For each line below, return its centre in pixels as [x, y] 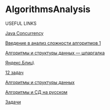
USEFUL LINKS [21, 23]
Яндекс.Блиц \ [20, 62]
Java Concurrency [24, 33]
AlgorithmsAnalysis [48, 9]
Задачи [13, 102]
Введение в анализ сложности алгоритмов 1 [53, 43]
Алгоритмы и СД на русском [36, 92]
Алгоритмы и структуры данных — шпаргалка [55, 53]
